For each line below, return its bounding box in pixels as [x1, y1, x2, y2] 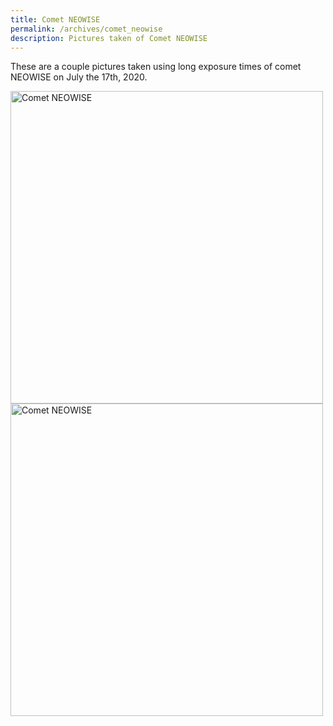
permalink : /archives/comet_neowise [10, 24, 163, 34]
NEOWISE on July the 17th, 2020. [10, 71, 148, 83]
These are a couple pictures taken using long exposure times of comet [10, 61, 302, 73]
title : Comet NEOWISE [10, 14, 101, 25]
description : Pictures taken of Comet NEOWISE [10, 33, 208, 43]
